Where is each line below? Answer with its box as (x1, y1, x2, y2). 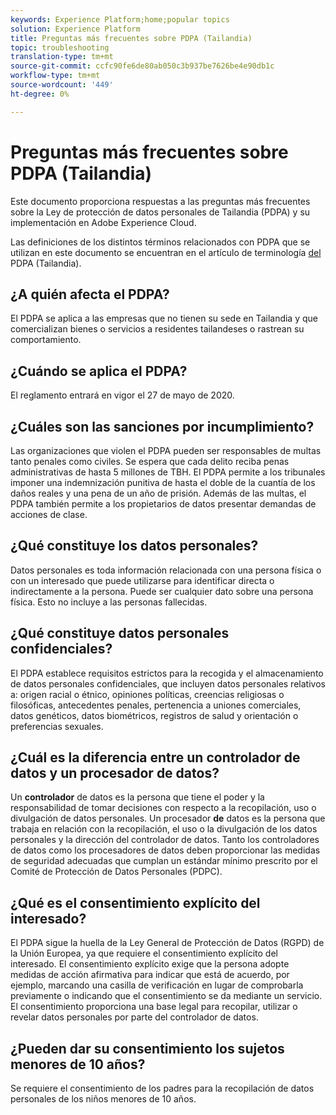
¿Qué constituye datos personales (10, 625, 230, 642)
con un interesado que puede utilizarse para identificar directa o (10, 574, 275, 586)
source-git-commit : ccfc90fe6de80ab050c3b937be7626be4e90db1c (10, 61, 275, 71)
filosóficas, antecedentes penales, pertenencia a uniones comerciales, (10, 699, 302, 711)
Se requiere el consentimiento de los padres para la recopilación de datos (10, 1082, 315, 1095)
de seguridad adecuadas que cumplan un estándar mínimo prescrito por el (10, 855, 318, 867)
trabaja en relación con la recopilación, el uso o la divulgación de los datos (10, 823, 318, 835)
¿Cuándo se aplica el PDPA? (10, 362, 188, 380)
